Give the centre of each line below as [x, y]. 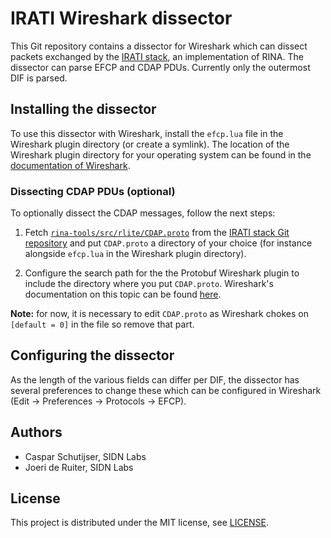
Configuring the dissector [92, 355]
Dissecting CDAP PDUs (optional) [93, 191]
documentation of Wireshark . [70, 165]
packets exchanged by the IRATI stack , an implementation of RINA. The [157, 56]
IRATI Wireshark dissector [121, 18]
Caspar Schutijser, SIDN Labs [85, 456]
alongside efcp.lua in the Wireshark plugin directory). [135, 254]
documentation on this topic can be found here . [123, 294]
